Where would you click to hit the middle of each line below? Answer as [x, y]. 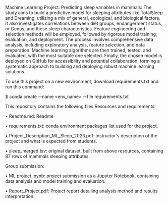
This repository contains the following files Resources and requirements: [80, 106]
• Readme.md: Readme [30, 116]
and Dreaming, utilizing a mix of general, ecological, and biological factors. [83, 18]
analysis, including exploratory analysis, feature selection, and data [75, 45]
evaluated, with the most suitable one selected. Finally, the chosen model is [84, 56]
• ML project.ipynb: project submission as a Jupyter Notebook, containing [82, 176]
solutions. [15, 72]
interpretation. [20, 196]
